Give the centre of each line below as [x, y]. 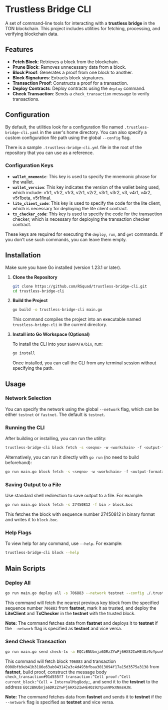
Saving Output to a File [33, 484]
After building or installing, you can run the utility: [56, 439]
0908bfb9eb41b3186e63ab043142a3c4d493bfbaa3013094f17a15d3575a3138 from [82, 666]
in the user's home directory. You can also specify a [93, 132]
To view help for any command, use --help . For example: [64, 543]
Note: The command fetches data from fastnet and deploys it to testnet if [81, 623]
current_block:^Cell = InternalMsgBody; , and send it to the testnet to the [82, 681]
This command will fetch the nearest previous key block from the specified [82, 603]
